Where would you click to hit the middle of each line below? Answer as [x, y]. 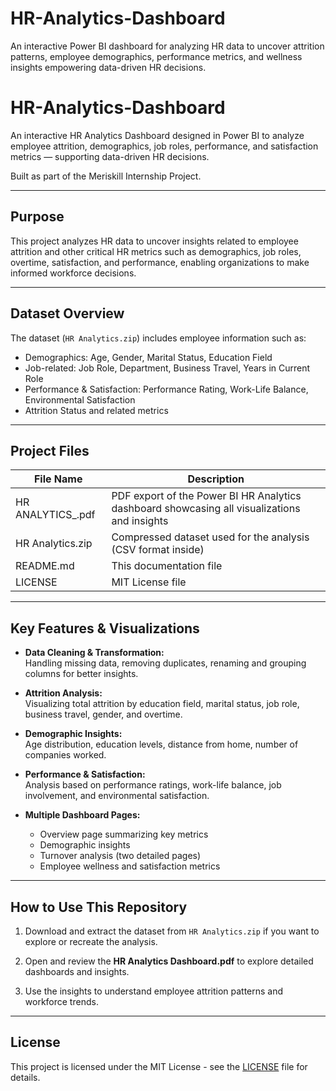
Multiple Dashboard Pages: [82, 815]
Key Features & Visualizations [105, 628]
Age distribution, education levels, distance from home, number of [161, 744]
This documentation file [167, 566]
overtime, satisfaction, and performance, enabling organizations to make [160, 262]
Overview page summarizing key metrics [124, 834]
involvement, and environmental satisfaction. [117, 796]
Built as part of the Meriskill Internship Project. [106, 176]
